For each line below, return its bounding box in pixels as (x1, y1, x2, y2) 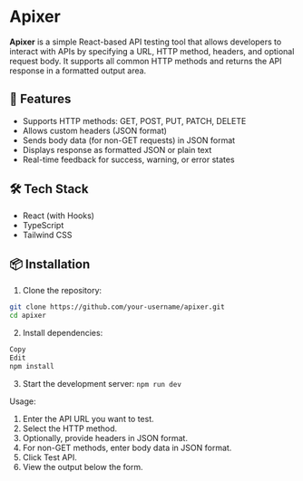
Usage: (9, 396, 36, 407)
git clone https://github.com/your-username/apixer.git (9, 303, 225, 312)
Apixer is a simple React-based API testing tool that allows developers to (9, 36, 282, 47)
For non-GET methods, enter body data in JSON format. (22, 442, 232, 453)
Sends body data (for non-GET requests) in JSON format (22, 134, 236, 146)
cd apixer (9, 311, 47, 321)
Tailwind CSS (22, 229, 73, 240)
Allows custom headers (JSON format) (22, 125, 168, 136)
